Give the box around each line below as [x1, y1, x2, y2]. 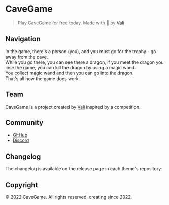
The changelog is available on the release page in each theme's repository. [5, 166, 162, 172]
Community [5, 118, 44, 127]
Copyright [5, 181, 38, 189]
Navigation [5, 35, 41, 43]
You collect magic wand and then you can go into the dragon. [5, 70, 134, 76]
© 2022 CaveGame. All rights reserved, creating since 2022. [5, 194, 132, 200]
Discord [12, 137, 29, 143]
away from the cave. [5, 54, 48, 60]
